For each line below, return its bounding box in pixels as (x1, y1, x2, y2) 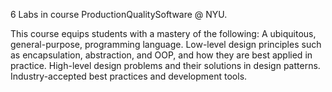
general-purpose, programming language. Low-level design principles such (10, 39, 322, 50)
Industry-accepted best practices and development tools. (10, 70, 248, 82)
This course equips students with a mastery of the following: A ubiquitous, (10, 28, 317, 39)
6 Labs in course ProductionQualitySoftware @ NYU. (10, 9, 228, 20)
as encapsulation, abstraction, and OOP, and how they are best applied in (10, 49, 313, 61)
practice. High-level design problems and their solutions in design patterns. (10, 60, 321, 71)
